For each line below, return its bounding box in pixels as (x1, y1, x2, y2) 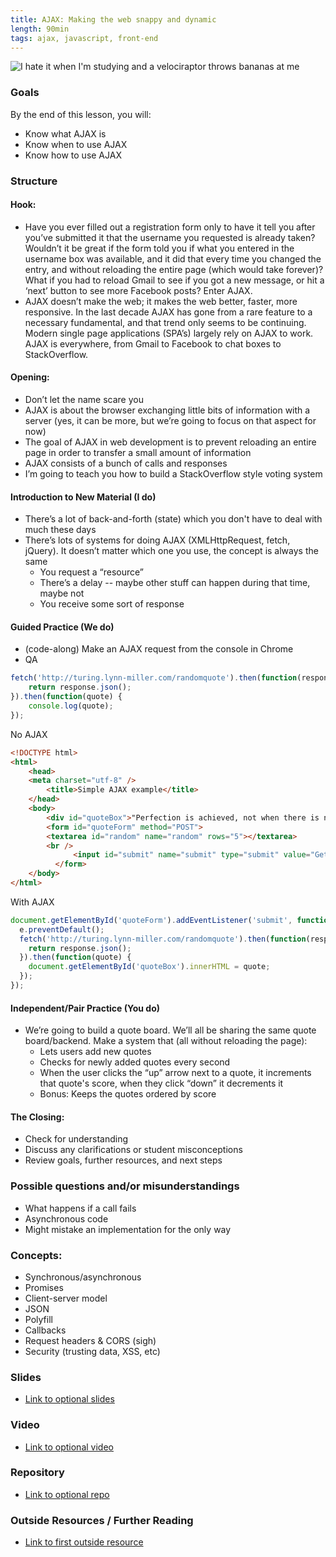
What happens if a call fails (24, 1202, 137, 1214)
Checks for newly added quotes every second (39, 1056, 231, 1068)
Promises (24, 1281, 64, 1293)
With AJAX (10, 896, 55, 908)
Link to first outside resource (24, 1536, 144, 1548)
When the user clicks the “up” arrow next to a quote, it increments (39, 1067, 312, 1079)
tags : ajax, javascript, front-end (10, 33, 159, 43)
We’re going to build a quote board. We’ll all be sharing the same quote (24, 1024, 317, 1036)
